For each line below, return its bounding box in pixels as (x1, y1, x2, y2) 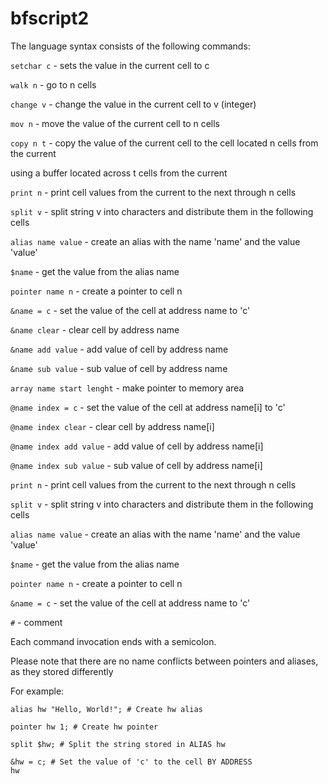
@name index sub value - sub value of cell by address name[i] (10, 459, 263, 471)
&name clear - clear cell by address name (10, 323, 180, 336)
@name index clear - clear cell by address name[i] (10, 420, 215, 432)
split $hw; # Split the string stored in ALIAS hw (10, 739, 226, 749)
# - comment (10, 616, 63, 628)
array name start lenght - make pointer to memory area (10, 382, 245, 394)
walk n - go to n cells (10, 78, 97, 91)
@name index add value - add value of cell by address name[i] (10, 440, 264, 452)
